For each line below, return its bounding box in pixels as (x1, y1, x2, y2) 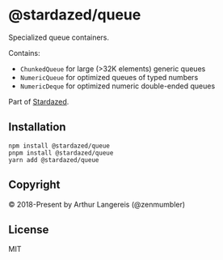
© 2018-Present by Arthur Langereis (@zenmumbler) (8, 199, 186, 209)
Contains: (8, 48, 40, 58)
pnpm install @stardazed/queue (8, 148, 114, 157)
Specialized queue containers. (8, 32, 110, 42)
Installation (8, 120, 66, 134)
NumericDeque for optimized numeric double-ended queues (19, 81, 216, 91)
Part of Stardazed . (8, 96, 69, 106)
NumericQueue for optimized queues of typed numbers (19, 72, 199, 82)
